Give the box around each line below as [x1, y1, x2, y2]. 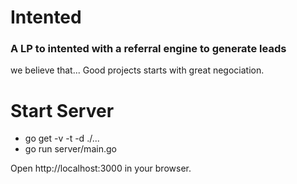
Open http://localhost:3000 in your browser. [10, 162, 192, 175]
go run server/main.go [24, 143, 117, 155]
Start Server [10, 99, 115, 122]
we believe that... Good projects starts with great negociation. [10, 64, 265, 76]
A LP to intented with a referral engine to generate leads [10, 42, 287, 56]
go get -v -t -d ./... [24, 132, 100, 145]
